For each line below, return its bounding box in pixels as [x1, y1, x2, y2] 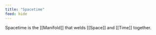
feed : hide [5, 12, 27, 16]
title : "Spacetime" [5, 7, 45, 12]
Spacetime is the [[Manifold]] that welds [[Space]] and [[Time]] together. [5, 24, 152, 30]
